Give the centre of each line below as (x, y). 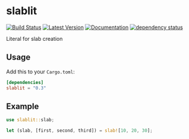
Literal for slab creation (34, 38)
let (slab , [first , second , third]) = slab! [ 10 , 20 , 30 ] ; (79, 131)
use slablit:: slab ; (30, 120)
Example (23, 106)
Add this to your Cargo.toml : (41, 72)
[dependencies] (25, 82)
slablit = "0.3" (26, 88)
